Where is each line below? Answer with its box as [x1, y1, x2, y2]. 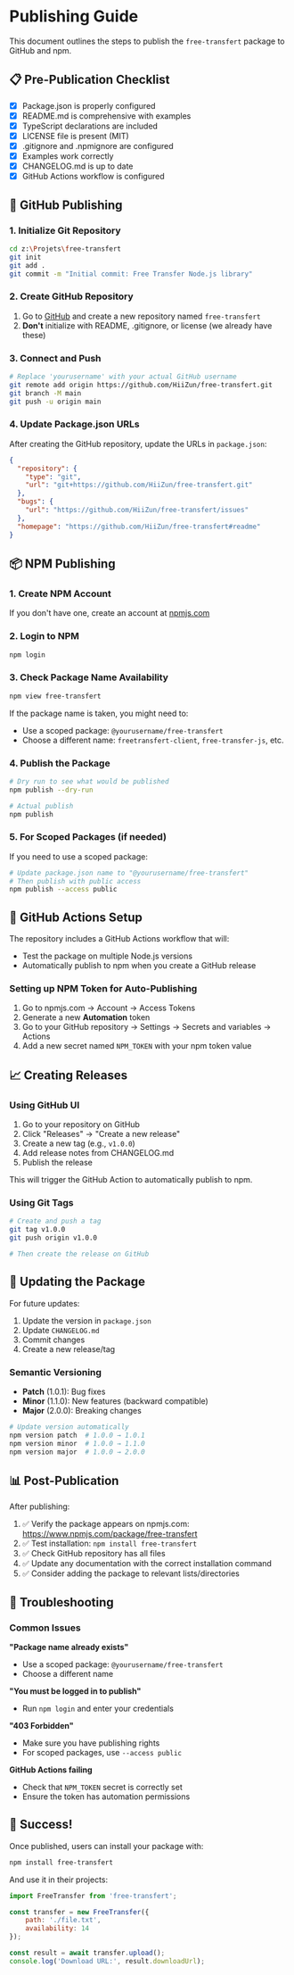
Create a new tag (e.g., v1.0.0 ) [21, 1138, 135, 1149]
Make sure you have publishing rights [21, 1738, 160, 1748]
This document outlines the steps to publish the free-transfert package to [9, 36, 285, 46]
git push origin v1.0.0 [9, 1233, 98, 1242]
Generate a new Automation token [21, 1012, 151, 1023]
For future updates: [9, 1298, 80, 1308]
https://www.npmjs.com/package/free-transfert [21, 1529, 198, 1539]
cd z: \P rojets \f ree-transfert [9, 244, 122, 253]
